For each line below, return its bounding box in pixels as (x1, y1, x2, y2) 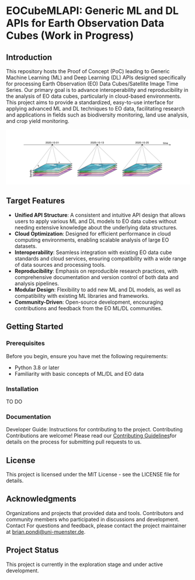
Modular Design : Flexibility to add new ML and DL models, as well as (14, 286, 181, 293)
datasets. (14, 242, 37, 249)
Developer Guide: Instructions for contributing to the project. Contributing (6, 426, 183, 433)
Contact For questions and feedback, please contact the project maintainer (6, 522, 187, 529)
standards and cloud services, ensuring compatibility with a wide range (14, 255, 187, 262)
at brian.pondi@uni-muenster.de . (6, 528, 86, 535)
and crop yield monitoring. (6, 118, 69, 124)
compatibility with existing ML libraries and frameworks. (14, 292, 149, 299)
